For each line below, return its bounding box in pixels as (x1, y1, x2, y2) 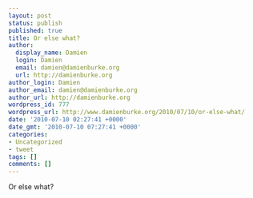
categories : (8, 130, 48, 138)
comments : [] (8, 160, 52, 168)
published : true (8, 26, 62, 34)
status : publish (8, 19, 62, 27)
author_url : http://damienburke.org (8, 93, 131, 101)
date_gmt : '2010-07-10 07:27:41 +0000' (8, 123, 142, 131)
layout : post (8, 11, 52, 20)
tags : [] (8, 152, 38, 160)
